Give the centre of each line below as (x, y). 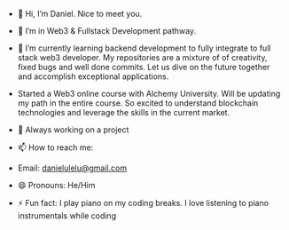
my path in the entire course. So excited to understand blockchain (138, 103)
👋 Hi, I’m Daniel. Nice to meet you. (80, 14)
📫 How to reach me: (55, 147)
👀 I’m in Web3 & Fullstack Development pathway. (107, 31)
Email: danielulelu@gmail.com (72, 168)
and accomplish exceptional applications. (93, 76)
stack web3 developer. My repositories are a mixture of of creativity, (142, 57)
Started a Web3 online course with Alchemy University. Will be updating (149, 94)
